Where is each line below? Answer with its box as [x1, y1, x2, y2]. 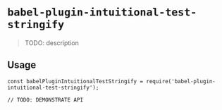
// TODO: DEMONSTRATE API [7, 96, 83, 104]
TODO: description [24, 38, 80, 47]
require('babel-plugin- [145, 78, 216, 85]
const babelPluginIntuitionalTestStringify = [7, 78, 143, 85]
